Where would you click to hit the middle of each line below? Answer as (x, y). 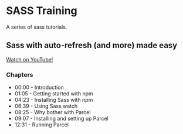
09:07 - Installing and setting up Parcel (61, 119)
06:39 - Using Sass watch (46, 106)
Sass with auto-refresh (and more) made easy (92, 45)
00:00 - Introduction (39, 87)
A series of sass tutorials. (37, 27)
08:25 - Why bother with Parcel (52, 112)
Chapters (20, 74)
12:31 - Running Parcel (42, 125)
